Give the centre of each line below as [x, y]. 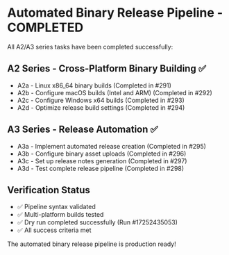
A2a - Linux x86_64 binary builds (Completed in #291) [94, 85]
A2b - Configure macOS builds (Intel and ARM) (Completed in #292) [115, 92]
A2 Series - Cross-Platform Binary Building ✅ [107, 68]
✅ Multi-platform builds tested [60, 215]
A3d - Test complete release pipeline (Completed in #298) [101, 168]
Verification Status [49, 190]
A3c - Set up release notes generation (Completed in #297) [102, 161]
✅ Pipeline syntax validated [56, 207]
